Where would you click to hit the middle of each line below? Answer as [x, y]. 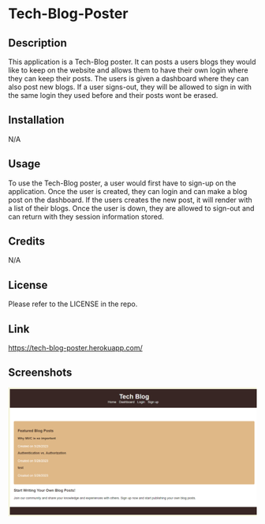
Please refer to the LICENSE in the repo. [73, 304]
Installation [36, 120]
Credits [27, 241]
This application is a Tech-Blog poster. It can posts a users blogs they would [132, 62]
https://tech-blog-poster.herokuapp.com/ [76, 348]
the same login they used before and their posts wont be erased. [113, 95]
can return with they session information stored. [86, 216]
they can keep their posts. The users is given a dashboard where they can [129, 79]
